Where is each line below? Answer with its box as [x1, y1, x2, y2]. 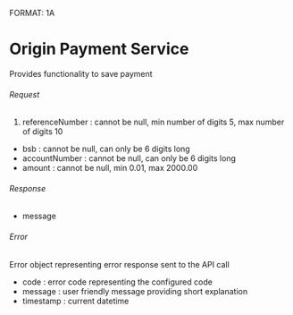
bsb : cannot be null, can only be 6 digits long [21, 143, 190, 155]
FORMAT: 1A [9, 8, 55, 18]
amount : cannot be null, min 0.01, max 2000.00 [21, 163, 198, 174]
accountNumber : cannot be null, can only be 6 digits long [21, 153, 237, 164]
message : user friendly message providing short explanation [21, 285, 248, 296]
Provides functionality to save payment [9, 68, 154, 79]
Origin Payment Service [9, 39, 189, 59]
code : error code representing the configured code [21, 277, 213, 287]
